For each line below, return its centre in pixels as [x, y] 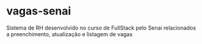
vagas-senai [39, 11]
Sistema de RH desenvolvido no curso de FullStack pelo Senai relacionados [101, 28]
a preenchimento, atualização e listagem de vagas [70, 34]
